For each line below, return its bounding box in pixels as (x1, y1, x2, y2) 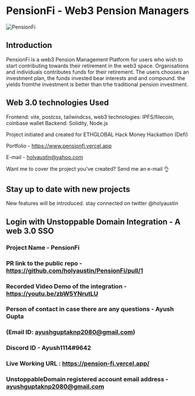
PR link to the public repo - (6, 259, 83, 267)
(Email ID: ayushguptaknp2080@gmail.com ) (6, 328, 135, 336)
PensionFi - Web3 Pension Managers (6, 4, 189, 18)
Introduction (6, 40, 53, 50)
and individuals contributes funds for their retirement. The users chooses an (6, 68, 189, 75)
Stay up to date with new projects (6, 184, 130, 194)
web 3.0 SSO (6, 226, 54, 236)
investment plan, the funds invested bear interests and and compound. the (6, 74, 186, 81)
